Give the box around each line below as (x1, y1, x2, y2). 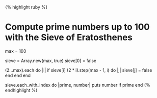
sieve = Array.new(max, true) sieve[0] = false (5, 58, 97, 64)
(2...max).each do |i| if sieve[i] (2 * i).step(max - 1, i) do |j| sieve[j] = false (5, 67, 152, 73)
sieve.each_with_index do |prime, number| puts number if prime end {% (5, 82, 151, 88)
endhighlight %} (5, 87, 38, 93)
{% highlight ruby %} (5, 4, 48, 10)
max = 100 (5, 48, 26, 54)
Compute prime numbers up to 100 (5, 22, 150, 33)
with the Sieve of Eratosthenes (5, 32, 132, 43)
